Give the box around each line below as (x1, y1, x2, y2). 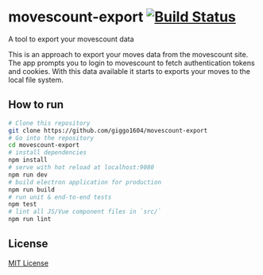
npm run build (8, 185, 56, 194)
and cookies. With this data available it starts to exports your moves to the (8, 66, 250, 76)
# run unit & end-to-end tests (8, 193, 112, 201)
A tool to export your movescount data (8, 34, 134, 44)
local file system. (8, 75, 64, 84)
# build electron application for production (8, 178, 161, 186)
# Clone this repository (8, 119, 91, 127)
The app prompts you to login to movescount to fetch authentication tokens (8, 58, 256, 68)
